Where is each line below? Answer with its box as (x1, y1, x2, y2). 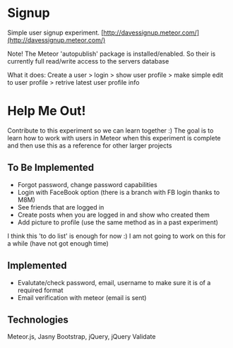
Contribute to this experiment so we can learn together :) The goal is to (7, 126, 214, 135)
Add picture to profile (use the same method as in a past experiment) (17, 217, 219, 227)
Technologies (7, 313, 69, 325)
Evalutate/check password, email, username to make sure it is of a (17, 278, 211, 287)
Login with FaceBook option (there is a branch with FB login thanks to (17, 188, 220, 196)
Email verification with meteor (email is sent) (17, 293, 147, 301)
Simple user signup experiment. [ (7, 28, 104, 37)
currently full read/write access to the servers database (7, 56, 169, 65)
